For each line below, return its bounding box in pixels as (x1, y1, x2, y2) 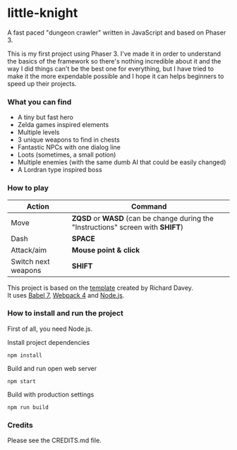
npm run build (7, 403, 49, 411)
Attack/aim (11, 245, 47, 255)
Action (26, 201, 49, 211)
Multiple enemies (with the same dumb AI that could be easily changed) (17, 158, 226, 166)
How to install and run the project (7, 308, 123, 318)
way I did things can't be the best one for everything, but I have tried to (7, 64, 214, 73)
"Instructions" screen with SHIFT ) (71, 222, 184, 232)
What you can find (7, 97, 72, 107)
